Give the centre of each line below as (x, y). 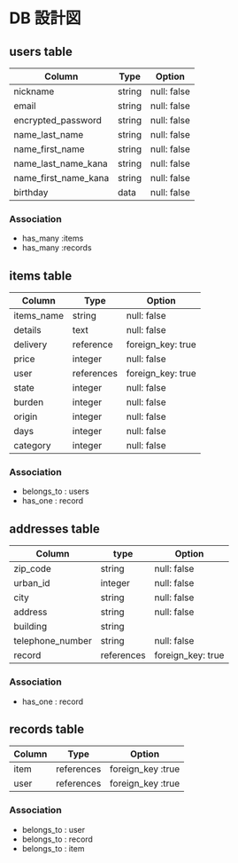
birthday (31, 192)
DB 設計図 (45, 18)
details (27, 330)
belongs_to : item (53, 848)
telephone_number (53, 641)
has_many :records (57, 248)
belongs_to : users (56, 491)
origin (26, 416)
